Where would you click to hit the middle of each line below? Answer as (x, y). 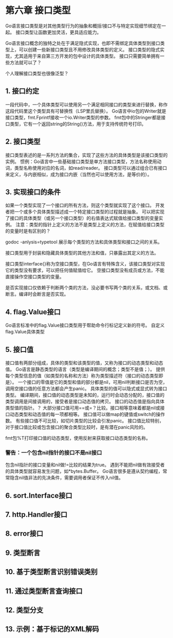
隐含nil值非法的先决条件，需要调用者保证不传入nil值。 (66, 478)
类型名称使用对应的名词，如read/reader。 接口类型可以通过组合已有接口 (91, 168)
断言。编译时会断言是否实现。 (37, 294)
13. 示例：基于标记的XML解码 (52, 629)
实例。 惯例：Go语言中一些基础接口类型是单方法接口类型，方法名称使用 (81, 161)
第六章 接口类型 (38, 11)
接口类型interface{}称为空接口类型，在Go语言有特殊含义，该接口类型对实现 (85, 264)
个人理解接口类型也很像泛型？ (37, 73)
